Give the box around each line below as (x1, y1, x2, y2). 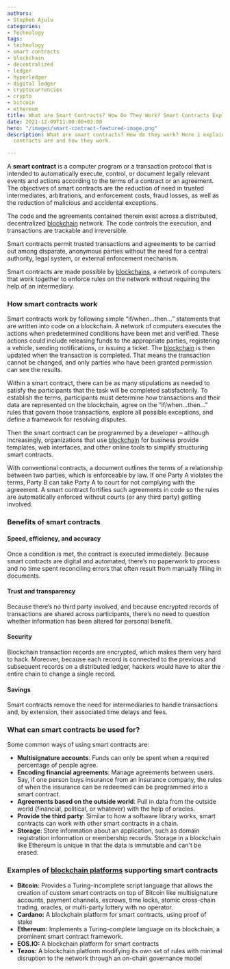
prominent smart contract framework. (16, 932, 123, 940)
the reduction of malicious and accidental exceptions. (7, 199, 159, 207)
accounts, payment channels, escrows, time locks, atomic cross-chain (16, 896, 216, 904)
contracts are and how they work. (13, 138, 112, 145)
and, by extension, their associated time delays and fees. (7, 708, 168, 716)
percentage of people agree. (16, 761, 98, 770)
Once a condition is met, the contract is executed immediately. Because (7, 550, 209, 558)
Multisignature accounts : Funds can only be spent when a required (16, 754, 209, 762)
